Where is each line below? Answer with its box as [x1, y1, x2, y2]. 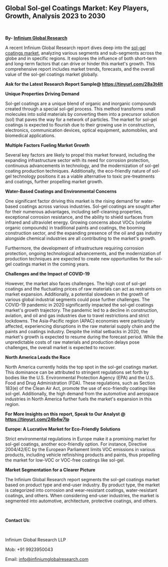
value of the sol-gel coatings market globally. [5, 71, 99, 77]
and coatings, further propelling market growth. [5, 178, 103, 185]
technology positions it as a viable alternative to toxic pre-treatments [13, 173, 155, 179]
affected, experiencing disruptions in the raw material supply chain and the [5, 323, 160, 329]
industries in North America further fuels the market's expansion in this [5, 396, 152, 402]
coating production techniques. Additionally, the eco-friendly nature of [5, 168, 151, 174]
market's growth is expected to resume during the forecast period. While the [5, 334, 163, 340]
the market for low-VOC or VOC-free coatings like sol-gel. [5, 457, 125, 463]
